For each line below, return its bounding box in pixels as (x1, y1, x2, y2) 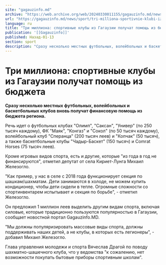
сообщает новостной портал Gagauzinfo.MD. (5, 214, 100, 220)
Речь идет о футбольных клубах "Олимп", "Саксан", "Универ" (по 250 (5, 122, 152, 128)
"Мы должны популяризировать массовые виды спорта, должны (5, 224, 143, 229)
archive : (5, 12, 23, 17)
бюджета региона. (5, 113, 46, 119)
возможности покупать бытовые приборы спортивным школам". (5, 254, 143, 260)
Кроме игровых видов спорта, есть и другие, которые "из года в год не (5, 153, 157, 159)
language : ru (5, 21, 32, 26)
